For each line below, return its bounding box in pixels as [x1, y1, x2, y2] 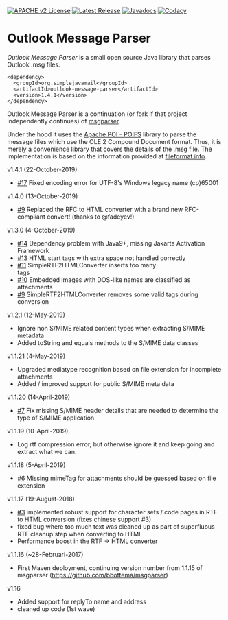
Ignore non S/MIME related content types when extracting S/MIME [16, 324, 205, 332]
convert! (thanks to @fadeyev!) [47, 213, 135, 221]
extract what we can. [16, 447, 77, 455]
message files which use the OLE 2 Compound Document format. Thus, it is [7, 137, 222, 145]
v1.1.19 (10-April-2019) [7, 427, 69, 435]
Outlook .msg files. [7, 60, 60, 69]
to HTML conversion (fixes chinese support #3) [16, 515, 152, 523]
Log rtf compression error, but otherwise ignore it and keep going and [16, 440, 215, 449]
